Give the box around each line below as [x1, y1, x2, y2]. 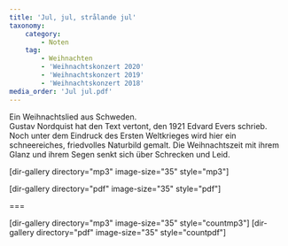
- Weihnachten [41, 54, 93, 63]
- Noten [41, 37, 69, 47]
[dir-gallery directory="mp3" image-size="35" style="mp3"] [9, 165, 230, 177]
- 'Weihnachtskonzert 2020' [41, 63, 144, 72]
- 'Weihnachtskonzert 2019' [41, 71, 144, 80]
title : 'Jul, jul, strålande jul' [9, 12, 137, 22]
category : [25, 29, 62, 38]
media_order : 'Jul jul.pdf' [9, 87, 113, 96]
